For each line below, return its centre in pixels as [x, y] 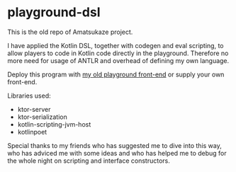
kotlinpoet [32, 132]
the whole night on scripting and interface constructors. [89, 161]
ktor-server [34, 109]
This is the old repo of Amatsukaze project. [70, 32]
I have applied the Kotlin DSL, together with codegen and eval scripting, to [116, 45]
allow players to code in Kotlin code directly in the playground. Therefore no [118, 53]
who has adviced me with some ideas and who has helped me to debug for [117, 153]
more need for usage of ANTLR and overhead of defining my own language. [118, 60]
